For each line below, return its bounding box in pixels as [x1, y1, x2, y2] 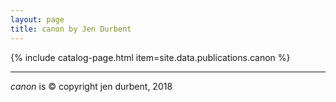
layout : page [10, 14, 65, 25]
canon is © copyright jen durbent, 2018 [10, 80, 173, 92]
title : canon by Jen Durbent [10, 24, 132, 34]
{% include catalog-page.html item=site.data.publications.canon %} [10, 51, 291, 63]
